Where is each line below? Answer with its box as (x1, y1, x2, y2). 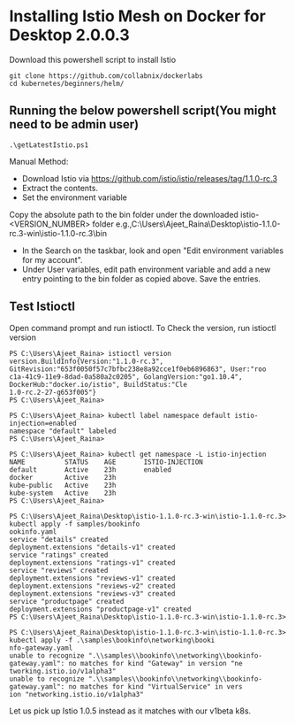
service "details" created (9, 535, 109, 544)
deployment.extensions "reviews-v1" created (9, 574, 176, 582)
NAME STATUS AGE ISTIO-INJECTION (9, 458, 203, 467)
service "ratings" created (9, 551, 109, 559)
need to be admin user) (9, 117, 140, 132)
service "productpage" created (9, 597, 125, 605)
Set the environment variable (21, 192, 128, 203)
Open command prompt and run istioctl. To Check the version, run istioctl (9, 322, 276, 333)
